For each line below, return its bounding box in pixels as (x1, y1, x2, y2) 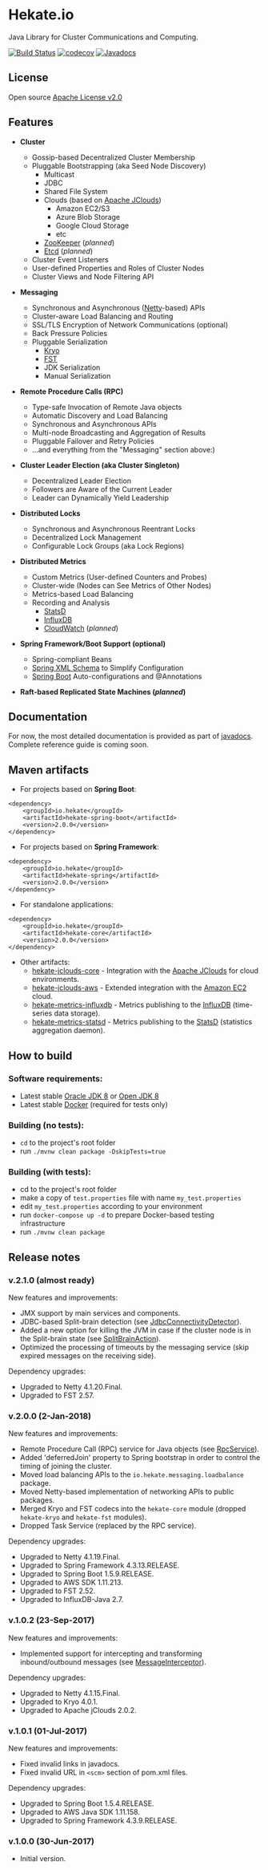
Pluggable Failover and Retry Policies (31, 436, 154, 446)
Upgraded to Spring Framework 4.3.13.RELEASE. (19, 1560, 180, 1570)
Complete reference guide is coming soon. (8, 740, 150, 749)
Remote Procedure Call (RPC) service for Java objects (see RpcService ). (19, 1444, 260, 1454)
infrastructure (19, 1219, 66, 1228)
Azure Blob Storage (55, 212, 121, 221)
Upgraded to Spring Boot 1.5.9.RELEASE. (19, 1569, 154, 1579)
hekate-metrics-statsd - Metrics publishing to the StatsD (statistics (31, 1017, 253, 1027)
